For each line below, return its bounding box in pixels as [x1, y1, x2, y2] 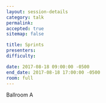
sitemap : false [6, 31, 44, 37]
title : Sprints [6, 42, 44, 48]
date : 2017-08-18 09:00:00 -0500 [6, 63, 90, 69]
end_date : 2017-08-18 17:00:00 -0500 [6, 69, 101, 75]
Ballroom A [6, 91, 34, 99]
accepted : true [6, 25, 44, 32]
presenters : [6, 47, 36, 54]
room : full [6, 75, 34, 81]
